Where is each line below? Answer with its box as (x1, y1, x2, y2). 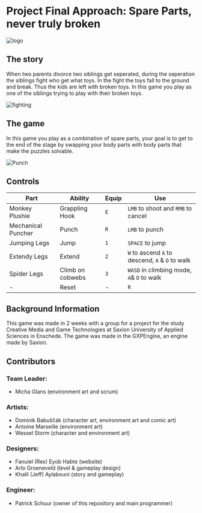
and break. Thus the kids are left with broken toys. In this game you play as (6, 83, 192, 90)
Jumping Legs (9, 239, 50, 247)
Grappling (60, 204, 88, 213)
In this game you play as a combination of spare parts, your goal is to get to (6, 134, 194, 142)
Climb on (60, 266, 85, 274)
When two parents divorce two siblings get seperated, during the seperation (6, 70, 195, 78)
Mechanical (9, 221, 42, 230)
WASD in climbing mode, (127, 266, 192, 274)
